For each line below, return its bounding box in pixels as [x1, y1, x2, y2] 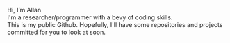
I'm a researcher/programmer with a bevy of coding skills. [7, 13, 173, 21]
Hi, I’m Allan [7, 6, 42, 14]
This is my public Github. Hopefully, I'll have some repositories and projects [7, 21, 223, 28]
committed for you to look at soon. [7, 28, 106, 36]
